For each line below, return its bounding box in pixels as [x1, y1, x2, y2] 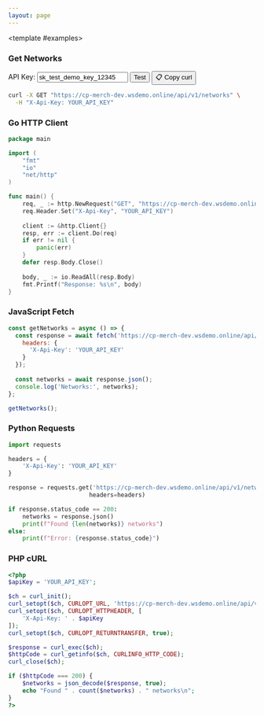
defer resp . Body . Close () [22, 259, 104, 267]
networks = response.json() [22, 512, 114, 520]
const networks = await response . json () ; [15, 375, 153, 383]
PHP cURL [8, 553, 47, 564]
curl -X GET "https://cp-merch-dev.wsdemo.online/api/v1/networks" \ [8, 91, 241, 99]
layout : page [8, 11, 51, 20]
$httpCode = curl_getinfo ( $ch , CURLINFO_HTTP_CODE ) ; [8, 651, 185, 659]
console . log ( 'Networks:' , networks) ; [15, 382, 139, 390]
